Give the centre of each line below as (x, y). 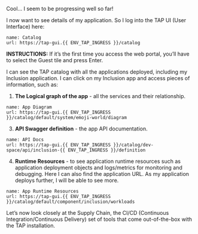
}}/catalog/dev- (133, 145)
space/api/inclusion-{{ (36, 150)
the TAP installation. (31, 226)
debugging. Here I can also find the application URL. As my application (102, 174)
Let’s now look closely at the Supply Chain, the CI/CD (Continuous (88, 213)
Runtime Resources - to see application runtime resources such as (98, 161)
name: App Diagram (29, 107)
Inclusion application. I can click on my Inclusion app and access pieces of (98, 78)
